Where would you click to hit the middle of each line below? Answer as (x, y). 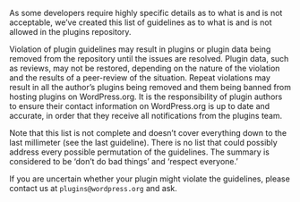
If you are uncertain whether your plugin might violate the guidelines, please (150, 179)
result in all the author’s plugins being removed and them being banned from (150, 87)
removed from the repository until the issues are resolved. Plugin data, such (149, 59)
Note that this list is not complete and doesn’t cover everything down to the (148, 133)
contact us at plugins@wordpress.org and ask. (93, 188)
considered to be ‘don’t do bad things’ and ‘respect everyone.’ (124, 161)
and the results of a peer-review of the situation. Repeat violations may (140, 78)
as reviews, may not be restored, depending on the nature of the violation (145, 68)
